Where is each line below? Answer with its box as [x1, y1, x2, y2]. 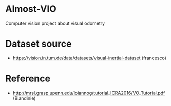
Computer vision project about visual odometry [5, 20, 105, 26]
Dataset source [5, 38, 72, 50]
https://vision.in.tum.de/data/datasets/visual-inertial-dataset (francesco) [12, 55, 167, 61]
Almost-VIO [5, 3, 56, 15]
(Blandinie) [12, 95, 36, 101]
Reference [5, 73, 50, 84]
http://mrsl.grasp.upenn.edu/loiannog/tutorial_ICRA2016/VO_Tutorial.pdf [12, 90, 165, 96]
